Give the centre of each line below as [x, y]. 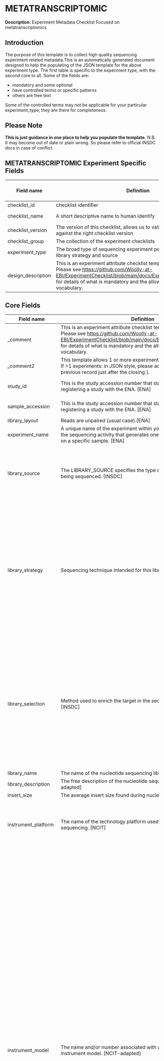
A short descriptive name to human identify [105, 216]
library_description [29, 784]
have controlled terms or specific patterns [54, 90]
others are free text [31, 95]
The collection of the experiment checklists [105, 241]
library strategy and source [87, 256]
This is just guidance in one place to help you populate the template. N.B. [81, 137]
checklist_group [26, 241]
